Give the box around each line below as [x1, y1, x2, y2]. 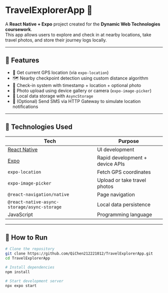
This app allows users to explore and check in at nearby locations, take [5, 31, 151, 37]
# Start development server [5, 278, 64, 283]
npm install [5, 269, 30, 274]
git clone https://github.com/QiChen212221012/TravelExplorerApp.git [5, 251, 153, 256]
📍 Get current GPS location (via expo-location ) [12, 69, 109, 75]
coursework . [5, 26, 32, 32]
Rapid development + [96, 154, 147, 161]
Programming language [96, 211, 152, 218]
